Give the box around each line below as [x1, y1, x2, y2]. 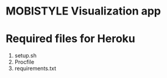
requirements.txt [14, 65, 57, 72]
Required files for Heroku [5, 32, 135, 46]
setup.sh [14, 52, 37, 59]
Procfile [14, 59, 35, 66]
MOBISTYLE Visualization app [5, 4, 162, 18]
